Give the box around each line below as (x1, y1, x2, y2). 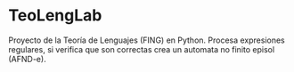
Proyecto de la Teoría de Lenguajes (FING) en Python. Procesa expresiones (8, 35, 286, 45)
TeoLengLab (8, 5, 102, 26)
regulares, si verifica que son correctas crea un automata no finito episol (8, 44, 275, 54)
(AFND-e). (8, 53, 46, 64)
